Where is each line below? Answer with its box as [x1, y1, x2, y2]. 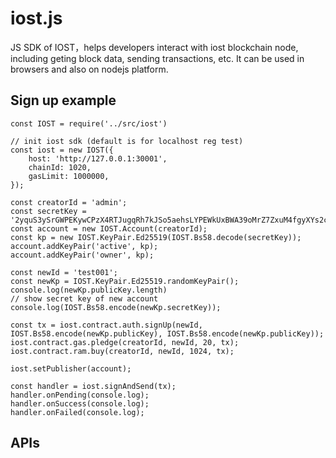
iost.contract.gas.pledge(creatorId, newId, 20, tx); [10, 337, 240, 347]
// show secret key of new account [10, 293, 159, 304]
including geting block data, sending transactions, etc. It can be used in [10, 52, 305, 64]
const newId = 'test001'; [10, 267, 118, 277]
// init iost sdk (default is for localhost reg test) [10, 136, 244, 146]
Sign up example [10, 92, 117, 109]
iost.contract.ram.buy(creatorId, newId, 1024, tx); [10, 346, 235, 356]
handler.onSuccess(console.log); [10, 398, 150, 409]
